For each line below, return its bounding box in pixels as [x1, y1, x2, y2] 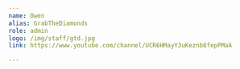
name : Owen [8, 11, 45, 20]
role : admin [8, 26, 48, 34]
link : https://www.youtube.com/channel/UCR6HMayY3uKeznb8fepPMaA [8, 42, 232, 50]
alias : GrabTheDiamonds [8, 19, 89, 27]
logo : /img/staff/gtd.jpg [8, 34, 95, 43]
